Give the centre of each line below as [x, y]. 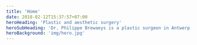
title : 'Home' [23, 11]
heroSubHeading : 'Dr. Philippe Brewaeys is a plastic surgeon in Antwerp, [99, 28]
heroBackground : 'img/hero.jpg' [45, 33]
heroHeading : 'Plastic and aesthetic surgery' [64, 22]
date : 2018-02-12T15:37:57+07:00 [47, 17]
